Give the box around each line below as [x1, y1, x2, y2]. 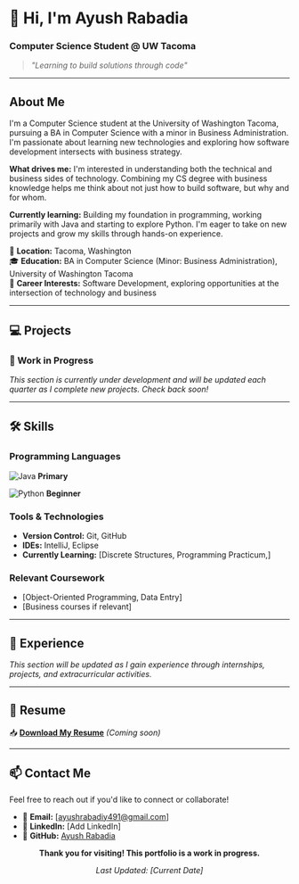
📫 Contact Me [9, 766, 92, 781]
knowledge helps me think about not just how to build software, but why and [9, 183, 289, 194]
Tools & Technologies [9, 510, 104, 523]
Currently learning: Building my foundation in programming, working [9, 210, 263, 220]
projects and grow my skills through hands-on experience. [9, 228, 224, 239]
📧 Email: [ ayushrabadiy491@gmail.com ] [21, 811, 169, 822]
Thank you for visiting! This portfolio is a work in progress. [38, 847, 261, 858]
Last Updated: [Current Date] [95, 864, 204, 875]
